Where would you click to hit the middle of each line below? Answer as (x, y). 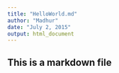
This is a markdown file (59, 62)
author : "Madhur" (33, 21)
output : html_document (41, 34)
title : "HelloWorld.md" (42, 14)
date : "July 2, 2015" (39, 27)
